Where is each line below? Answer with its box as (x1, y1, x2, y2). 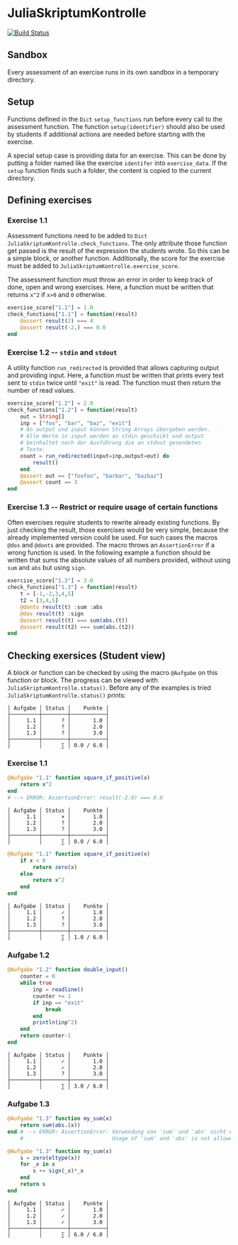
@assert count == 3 (20, 479, 78, 486)
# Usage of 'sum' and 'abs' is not (20, 1134, 211, 1142)
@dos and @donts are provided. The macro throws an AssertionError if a (7, 541, 215, 549)
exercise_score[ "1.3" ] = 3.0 (7, 577, 93, 584)
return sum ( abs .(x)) (20, 1122, 81, 1129)
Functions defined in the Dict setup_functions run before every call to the (7, 115, 223, 123)
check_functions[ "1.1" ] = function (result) (7, 311, 138, 318)
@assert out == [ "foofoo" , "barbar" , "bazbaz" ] (20, 472, 163, 479)
